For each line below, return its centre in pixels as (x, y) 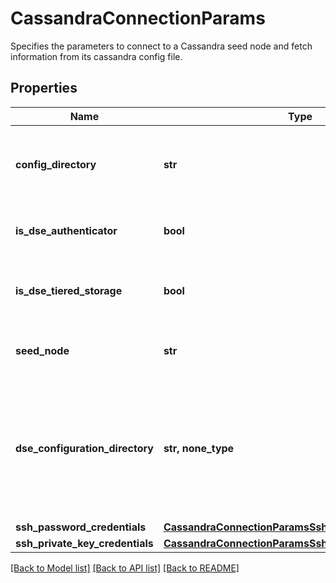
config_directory (56, 164)
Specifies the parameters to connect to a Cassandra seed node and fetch (161, 46)
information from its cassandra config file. (96, 56)
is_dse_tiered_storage (69, 290)
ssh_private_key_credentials (84, 543)
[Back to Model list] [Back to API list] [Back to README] (125, 568)
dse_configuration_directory (84, 448)
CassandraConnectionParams (138, 18)
